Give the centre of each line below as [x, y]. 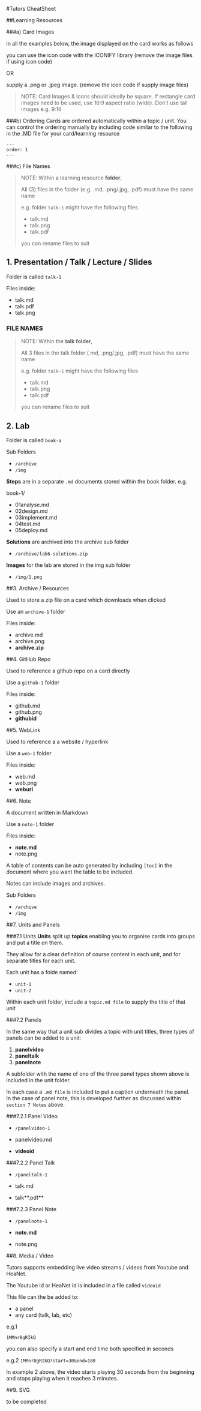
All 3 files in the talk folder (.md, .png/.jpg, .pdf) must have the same [105, 353]
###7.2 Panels [24, 1020]
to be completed [26, 1401]
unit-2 [23, 990]
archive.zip [29, 647]
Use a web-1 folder [29, 753]
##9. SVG [18, 1390]
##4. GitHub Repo [28, 659]
